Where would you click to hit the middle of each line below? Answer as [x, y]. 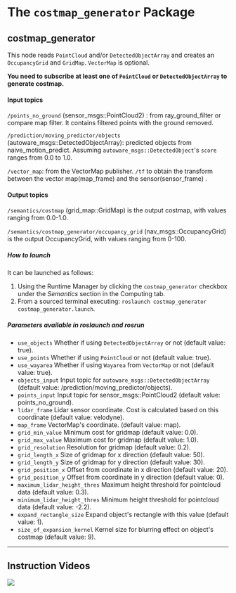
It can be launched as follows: [51, 273]
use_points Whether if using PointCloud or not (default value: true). [114, 358]
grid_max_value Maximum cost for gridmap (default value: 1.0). [108, 440]
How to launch [29, 255]
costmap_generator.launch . [56, 309]
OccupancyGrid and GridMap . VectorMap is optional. [78, 63]
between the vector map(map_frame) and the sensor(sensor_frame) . [107, 179]
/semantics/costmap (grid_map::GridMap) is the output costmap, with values [117, 210]
